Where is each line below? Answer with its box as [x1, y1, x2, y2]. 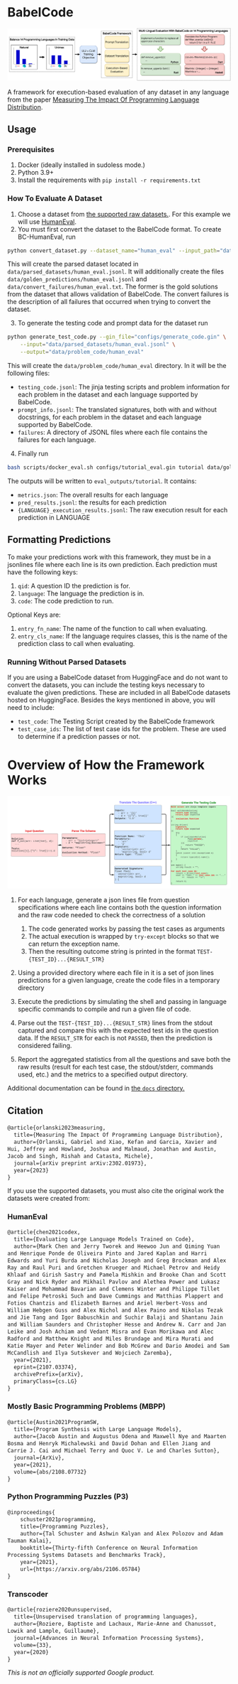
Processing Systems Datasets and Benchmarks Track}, [7, 1551, 166, 1558]
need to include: [7, 703, 55, 712]
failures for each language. [17, 436, 96, 444]
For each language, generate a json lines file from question [17, 896, 190, 905]
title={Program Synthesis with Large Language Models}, [13, 1425, 182, 1432]
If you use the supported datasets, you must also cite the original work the [7, 1186, 225, 1194]
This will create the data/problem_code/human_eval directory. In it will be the [7, 362, 227, 370]
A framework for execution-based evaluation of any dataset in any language [7, 87, 229, 96]
